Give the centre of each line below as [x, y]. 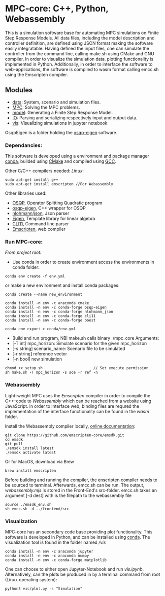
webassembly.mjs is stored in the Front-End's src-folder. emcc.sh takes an [81, 490]
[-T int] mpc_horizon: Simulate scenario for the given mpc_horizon [80, 344]
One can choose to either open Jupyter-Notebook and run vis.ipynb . [75, 569]
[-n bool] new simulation [37, 359]
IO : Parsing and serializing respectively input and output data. [75, 118]
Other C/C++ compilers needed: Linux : [45, 171]
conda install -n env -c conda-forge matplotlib [56, 560]
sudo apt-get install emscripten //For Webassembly [59, 184]
